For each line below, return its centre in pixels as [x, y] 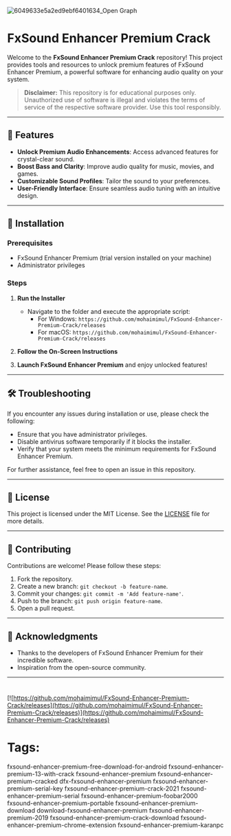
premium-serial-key [35, 789]
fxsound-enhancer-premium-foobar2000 [140, 796]
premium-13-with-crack [41, 774]
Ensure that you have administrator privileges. [82, 434]
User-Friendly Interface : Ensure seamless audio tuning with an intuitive [119, 188]
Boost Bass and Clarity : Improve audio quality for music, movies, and [115, 166]
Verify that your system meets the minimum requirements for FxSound [117, 449]
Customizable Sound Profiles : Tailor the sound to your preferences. [114, 181]
